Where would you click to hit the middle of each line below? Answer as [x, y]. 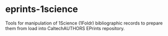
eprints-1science [42, 9]
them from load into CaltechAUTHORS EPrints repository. [65, 28]
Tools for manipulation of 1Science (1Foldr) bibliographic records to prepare [84, 23]
